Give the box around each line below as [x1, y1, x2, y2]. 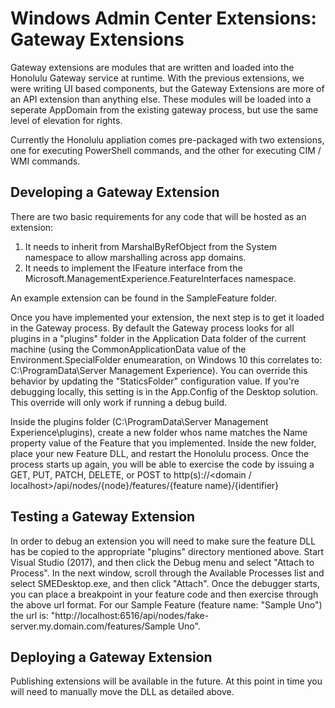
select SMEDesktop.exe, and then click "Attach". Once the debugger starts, [10, 577, 320, 589]
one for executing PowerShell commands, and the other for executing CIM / [10, 144, 322, 156]
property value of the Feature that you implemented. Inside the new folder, [10, 437, 317, 449]
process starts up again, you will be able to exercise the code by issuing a [10, 458, 315, 470]
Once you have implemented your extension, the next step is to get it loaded [10, 311, 325, 323]
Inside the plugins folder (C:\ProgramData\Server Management [10, 415, 269, 427]
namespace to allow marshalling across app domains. [24, 251, 247, 263]
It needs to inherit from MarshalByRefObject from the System [24, 240, 277, 252]
